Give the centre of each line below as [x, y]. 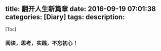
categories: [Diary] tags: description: [65, 17]
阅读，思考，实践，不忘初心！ [42, 43]
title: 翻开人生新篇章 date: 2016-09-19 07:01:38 [80, 9]
